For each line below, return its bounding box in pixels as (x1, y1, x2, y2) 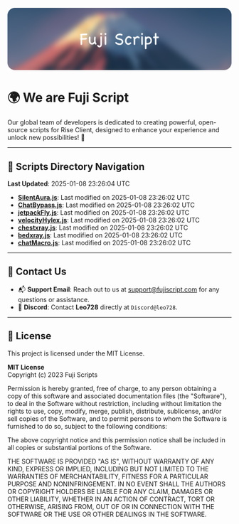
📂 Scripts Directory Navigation (7, 161, 145, 173)
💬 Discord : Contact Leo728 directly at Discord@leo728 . (17, 303, 178, 311)
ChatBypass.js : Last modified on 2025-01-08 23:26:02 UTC (17, 200, 196, 210)
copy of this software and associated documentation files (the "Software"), (7, 392, 228, 400)
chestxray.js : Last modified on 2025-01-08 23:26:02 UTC (17, 223, 188, 232)
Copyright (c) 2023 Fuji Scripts (7, 370, 98, 379)
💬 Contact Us (7, 266, 67, 278)
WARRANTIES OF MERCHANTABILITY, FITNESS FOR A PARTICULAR (7, 472, 208, 481)
